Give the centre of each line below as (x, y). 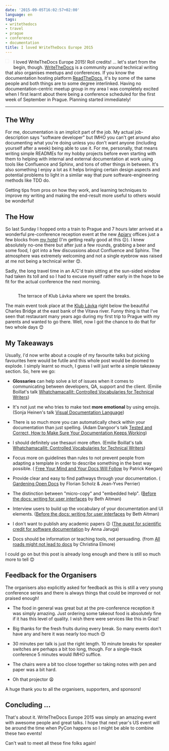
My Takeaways (29, 343)
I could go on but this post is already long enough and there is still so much (83, 554)
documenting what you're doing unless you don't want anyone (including (81, 143)
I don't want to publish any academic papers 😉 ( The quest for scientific (87, 524)
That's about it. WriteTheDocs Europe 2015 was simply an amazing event (81, 717)
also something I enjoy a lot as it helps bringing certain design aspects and (82, 170)
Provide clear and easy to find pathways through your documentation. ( (87, 478)
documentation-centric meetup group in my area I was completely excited (82, 88)
